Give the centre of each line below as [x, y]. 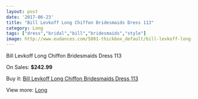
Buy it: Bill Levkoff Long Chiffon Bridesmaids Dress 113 [72, 78]
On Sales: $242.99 [29, 67]
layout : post [22, 11]
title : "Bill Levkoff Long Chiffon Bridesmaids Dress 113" [80, 22]
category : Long [25, 28]
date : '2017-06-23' [30, 17]
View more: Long [27, 90]
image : [14, 39]
